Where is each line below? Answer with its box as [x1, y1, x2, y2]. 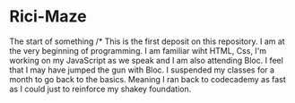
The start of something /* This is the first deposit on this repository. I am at [9, 36, 285, 47]
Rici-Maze [9, 6, 87, 27]
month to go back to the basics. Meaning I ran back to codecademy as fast [9, 73, 287, 84]
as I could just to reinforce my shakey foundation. [9, 83, 192, 94]
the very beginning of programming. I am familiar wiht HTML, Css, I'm [9, 45, 267, 56]
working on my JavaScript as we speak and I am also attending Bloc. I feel [9, 55, 284, 65]
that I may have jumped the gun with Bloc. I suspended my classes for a [9, 64, 275, 75]
